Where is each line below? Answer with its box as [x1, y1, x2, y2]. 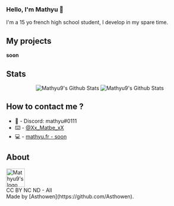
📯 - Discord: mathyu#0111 [14, 117, 77, 124]
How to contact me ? [6, 102, 84, 112]
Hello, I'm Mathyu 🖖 [6, 5, 64, 14]
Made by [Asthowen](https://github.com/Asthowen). [6, 192, 134, 200]
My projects [6, 36, 52, 46]
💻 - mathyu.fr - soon [14, 133, 67, 140]
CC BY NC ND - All [6, 186, 52, 194]
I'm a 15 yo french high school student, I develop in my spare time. [6, 19, 168, 26]
